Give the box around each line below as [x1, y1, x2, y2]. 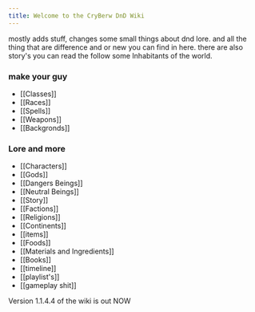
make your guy [8, 71, 68, 82]
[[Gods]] [19, 170, 49, 180]
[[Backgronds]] [19, 123, 70, 132]
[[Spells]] [19, 106, 51, 115]
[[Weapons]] [19, 114, 62, 124]
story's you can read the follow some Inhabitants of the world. [8, 51, 213, 60]
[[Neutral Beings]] [19, 187, 80, 197]
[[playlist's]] [19, 272, 60, 282]
